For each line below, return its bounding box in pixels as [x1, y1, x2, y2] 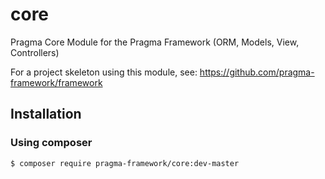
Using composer [10, 136, 93, 150]
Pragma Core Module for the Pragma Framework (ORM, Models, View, [10, 36, 300, 48]
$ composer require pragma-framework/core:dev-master [10, 158, 240, 168]
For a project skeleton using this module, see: [10, 66, 198, 78]
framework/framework [10, 76, 103, 88]
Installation [10, 106, 82, 123]
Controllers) [10, 46, 60, 58]
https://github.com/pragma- [199, 66, 315, 78]
